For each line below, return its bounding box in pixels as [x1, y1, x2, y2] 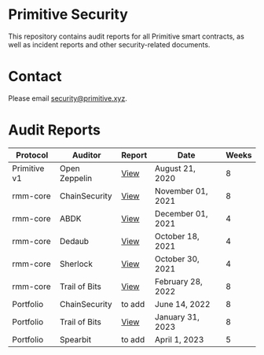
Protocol [15, 150, 49, 161]
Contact [8, 68, 62, 86]
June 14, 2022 [154, 298, 211, 309]
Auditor [71, 150, 101, 161]
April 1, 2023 [154, 334, 204, 345]
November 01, [154, 185, 208, 196]
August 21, [154, 163, 196, 174]
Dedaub [60, 235, 89, 246]
